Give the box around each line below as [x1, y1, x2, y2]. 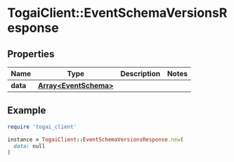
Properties [7, 48, 55, 60]
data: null [13, 142, 46, 149]
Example [7, 104, 46, 117]
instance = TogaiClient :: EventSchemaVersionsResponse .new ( [7, 136, 184, 143]
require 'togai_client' [7, 123, 77, 130]
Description [120, 69, 160, 78]
